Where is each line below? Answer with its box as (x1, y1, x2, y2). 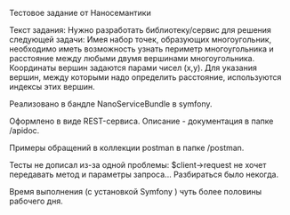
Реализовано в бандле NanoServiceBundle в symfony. (9, 99, 213, 109)
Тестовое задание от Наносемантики (9, 8, 151, 18)
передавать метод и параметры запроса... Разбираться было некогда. (9, 169, 278, 179)
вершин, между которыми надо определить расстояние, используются (9, 72, 282, 83)
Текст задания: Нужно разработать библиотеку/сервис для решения (9, 25, 271, 35)
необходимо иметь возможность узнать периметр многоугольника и (9, 44, 274, 54)
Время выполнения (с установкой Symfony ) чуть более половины (9, 187, 262, 196)
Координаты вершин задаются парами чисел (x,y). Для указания (9, 62, 258, 73)
